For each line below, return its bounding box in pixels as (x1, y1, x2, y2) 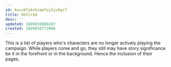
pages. (5, 56, 20, 62)
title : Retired (5, 12, 38, 17)
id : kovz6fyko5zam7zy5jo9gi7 (5, 7, 67, 13)
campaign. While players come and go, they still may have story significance (5, 45, 166, 51)
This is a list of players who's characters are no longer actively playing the (5, 40, 161, 46)
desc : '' (5, 17, 24, 22)
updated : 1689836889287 (5, 21, 56, 27)
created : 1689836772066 (5, 26, 56, 31)
